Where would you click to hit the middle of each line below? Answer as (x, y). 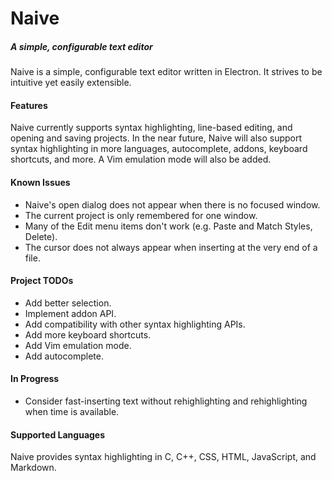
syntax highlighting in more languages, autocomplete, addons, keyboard (159, 149)
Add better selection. (68, 303)
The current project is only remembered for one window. (141, 215)
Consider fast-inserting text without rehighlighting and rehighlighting (166, 401)
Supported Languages (58, 434)
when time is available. (72, 411)
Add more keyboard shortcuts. (88, 334)
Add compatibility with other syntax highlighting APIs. (135, 324)
